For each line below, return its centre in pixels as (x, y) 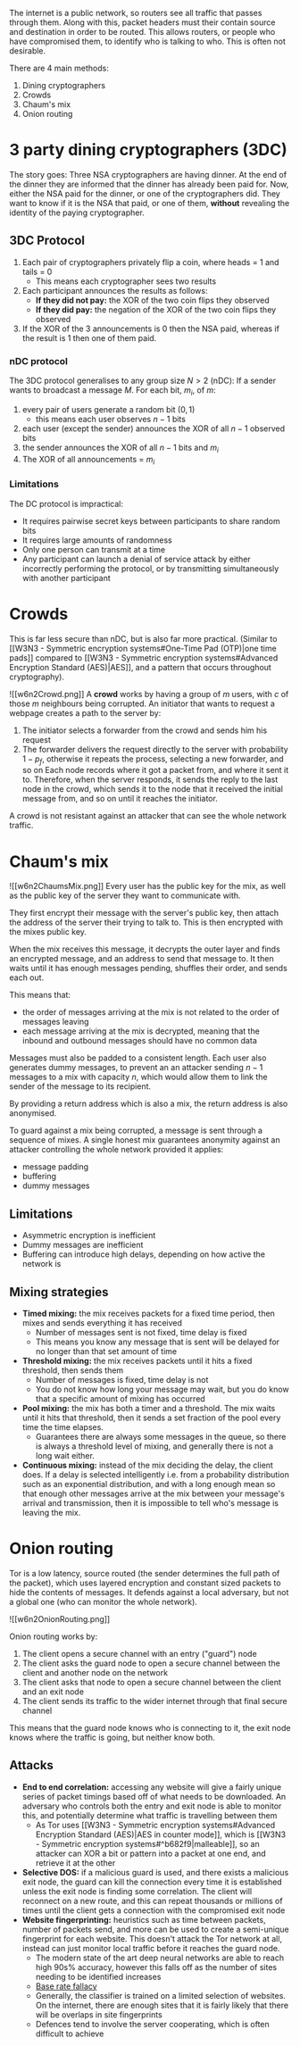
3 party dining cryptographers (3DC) (148, 150)
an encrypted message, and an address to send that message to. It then (142, 959)
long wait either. (65, 1456)
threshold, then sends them (73, 1370)
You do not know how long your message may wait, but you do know (162, 1389)
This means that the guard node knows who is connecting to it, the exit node (150, 1727)
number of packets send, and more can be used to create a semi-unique (155, 1929)
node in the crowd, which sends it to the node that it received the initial (153, 789)
